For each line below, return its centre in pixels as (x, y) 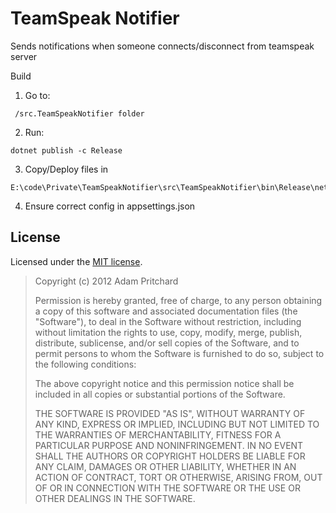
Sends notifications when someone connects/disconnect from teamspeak (162, 46)
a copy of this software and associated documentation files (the (166, 311)
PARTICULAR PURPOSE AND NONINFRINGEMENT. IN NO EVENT (169, 445)
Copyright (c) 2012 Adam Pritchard (106, 281)
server (24, 56)
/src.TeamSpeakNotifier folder (79, 113)
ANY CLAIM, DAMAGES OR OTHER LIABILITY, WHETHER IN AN (165, 466)
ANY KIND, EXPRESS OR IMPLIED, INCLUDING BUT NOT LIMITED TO (177, 424)
